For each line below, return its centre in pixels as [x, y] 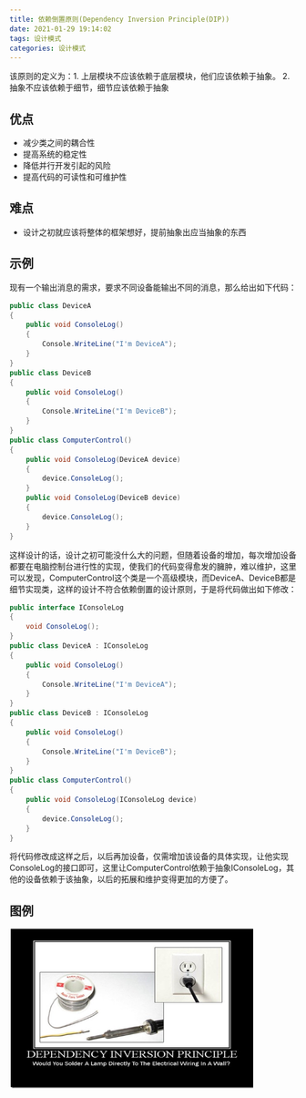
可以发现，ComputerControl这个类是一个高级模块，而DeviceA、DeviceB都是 [153, 578]
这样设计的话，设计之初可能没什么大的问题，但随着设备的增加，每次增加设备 [153, 555]
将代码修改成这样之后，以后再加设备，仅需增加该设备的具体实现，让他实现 [149, 857]
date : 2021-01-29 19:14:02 [61, 29]
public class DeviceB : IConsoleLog [79, 713]
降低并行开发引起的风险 [66, 166]
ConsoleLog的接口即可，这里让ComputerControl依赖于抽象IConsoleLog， [148, 868]
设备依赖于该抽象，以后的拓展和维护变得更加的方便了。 [129, 879]
